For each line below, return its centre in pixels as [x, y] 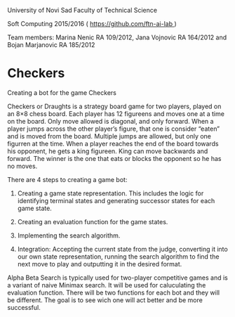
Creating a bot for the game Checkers [62, 92]
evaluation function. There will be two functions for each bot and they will [113, 292]
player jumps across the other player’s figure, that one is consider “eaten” [114, 129]
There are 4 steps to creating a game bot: [67, 179]
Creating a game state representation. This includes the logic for [110, 193]
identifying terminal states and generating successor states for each [116, 200]
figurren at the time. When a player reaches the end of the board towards [113, 143]
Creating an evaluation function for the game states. [93, 221]
